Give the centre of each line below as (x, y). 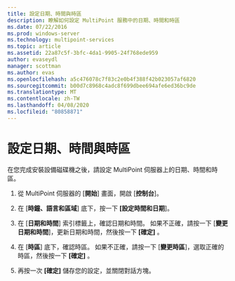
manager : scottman (34, 66)
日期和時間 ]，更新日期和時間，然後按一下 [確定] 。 (90, 232)
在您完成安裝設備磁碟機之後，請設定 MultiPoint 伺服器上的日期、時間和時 (113, 169)
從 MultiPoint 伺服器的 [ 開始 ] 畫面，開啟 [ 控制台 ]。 (90, 193)
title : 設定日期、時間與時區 (45, 14)
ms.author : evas (31, 72)
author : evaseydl (33, 60)
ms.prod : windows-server (43, 33)
